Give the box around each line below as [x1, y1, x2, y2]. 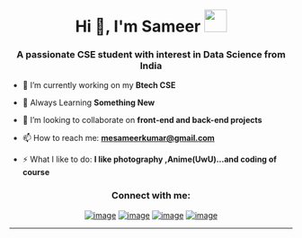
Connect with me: [111, 190, 191, 202]
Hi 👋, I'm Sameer [75, 16, 201, 37]
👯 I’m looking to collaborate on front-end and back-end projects [22, 115, 262, 126]
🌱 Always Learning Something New [22, 97, 155, 108]
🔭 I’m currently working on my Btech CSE [22, 80, 176, 91]
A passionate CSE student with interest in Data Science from [16, 48, 286, 61]
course [22, 167, 50, 178]
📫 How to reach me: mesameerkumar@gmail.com [22, 133, 216, 144]
